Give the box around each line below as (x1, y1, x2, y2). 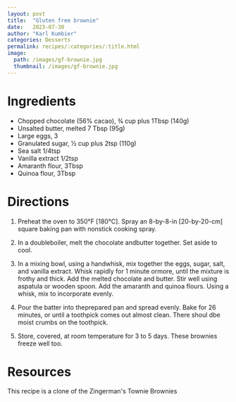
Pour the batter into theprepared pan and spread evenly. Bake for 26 (17, 303, 216, 311)
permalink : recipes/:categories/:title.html (7, 43, 140, 50)
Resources (7, 364, 72, 379)
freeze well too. (17, 339, 63, 348)
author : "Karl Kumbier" (7, 30, 77, 37)
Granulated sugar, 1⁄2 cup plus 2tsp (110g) (17, 139, 137, 147)
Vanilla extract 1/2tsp (17, 154, 79, 162)
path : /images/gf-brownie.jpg (13, 56, 102, 63)
